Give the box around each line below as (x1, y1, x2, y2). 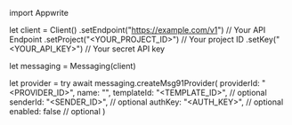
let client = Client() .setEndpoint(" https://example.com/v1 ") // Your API (9, 25, 266, 35)
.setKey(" (246, 35, 280, 44)
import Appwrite (9, 8, 69, 18)
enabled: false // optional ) (9, 106, 106, 116)
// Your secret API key (85, 43, 166, 54)
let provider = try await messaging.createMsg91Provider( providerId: (9, 78, 260, 88)
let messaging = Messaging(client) (9, 61, 136, 71)
